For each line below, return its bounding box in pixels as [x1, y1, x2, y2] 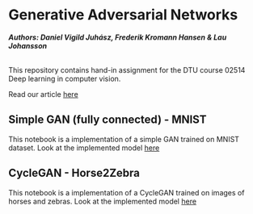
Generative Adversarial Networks [8, 6, 238, 24]
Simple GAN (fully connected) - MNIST [8, 113, 207, 127]
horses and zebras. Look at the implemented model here [8, 196, 196, 206]
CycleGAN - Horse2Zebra [8, 166, 140, 180]
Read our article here [8, 89, 78, 99]
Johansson [8, 40, 48, 50]
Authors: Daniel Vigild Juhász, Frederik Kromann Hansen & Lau [8, 32, 227, 42]
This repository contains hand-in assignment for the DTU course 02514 [8, 65, 246, 74]
